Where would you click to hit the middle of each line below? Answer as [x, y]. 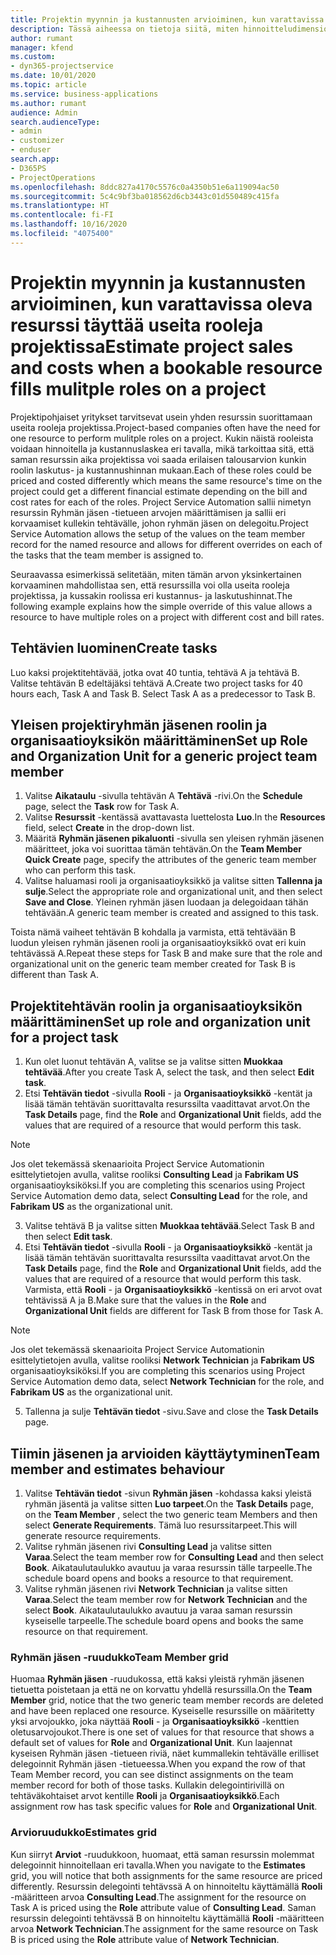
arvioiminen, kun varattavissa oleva [161, 303]
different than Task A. [55, 975]
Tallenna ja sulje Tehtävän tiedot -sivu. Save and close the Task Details [171, 1412]
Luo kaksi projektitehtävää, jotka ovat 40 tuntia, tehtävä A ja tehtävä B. [155, 672]
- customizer [37, 141]
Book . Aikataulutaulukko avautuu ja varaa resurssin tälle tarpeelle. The [168, 1567]
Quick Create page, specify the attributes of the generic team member [170, 860]
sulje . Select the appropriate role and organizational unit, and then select [173, 892]
